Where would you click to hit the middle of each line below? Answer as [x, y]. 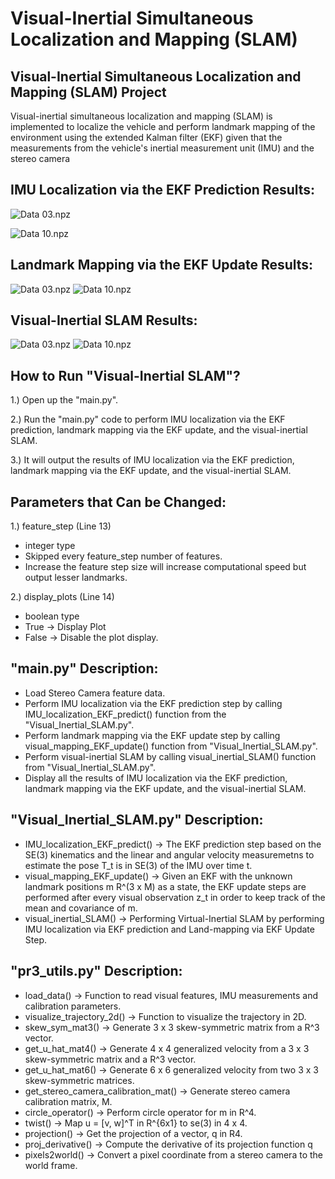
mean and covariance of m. [81, 908]
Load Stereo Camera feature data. [95, 693]
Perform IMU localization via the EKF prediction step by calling [153, 703]
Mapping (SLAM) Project [88, 92]
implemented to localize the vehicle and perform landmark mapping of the [163, 126]
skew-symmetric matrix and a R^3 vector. [110, 1059]
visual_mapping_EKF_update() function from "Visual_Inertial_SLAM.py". [171, 746]
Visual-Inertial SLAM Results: [104, 320]
